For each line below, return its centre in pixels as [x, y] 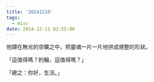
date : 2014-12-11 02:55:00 [41, 29]
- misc [20, 23]
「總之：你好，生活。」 [35, 73]
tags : [13, 18]
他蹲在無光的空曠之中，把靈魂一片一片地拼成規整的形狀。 [79, 47]
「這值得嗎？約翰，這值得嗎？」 [46, 60]
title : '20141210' [30, 12]
